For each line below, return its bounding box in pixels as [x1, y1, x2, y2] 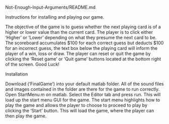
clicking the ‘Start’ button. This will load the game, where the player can [5, 108, 154, 113]
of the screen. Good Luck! [5, 61, 60, 67]
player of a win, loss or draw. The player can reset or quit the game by [5, 50, 151, 56]
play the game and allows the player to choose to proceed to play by [5, 102, 148, 108]
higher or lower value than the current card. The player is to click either [5, 29, 153, 35]
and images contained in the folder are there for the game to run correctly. [5, 86, 160, 92]
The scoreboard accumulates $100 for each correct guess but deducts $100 [5, 40, 164, 46]
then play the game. [5, 113, 47, 119]
